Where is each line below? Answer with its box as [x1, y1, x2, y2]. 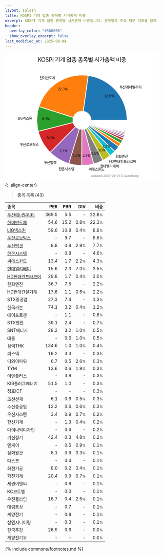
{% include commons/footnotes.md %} [5, 546, 84, 552]
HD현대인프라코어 [7, 274, 41, 279]
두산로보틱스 [7, 235, 31, 241]
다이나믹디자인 [7, 427, 35, 432]
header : [5, 23, 21, 28]
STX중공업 [7, 297, 28, 302]
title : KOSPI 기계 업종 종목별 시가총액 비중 [5, 13, 86, 18]
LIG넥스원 [7, 227, 26, 233]
